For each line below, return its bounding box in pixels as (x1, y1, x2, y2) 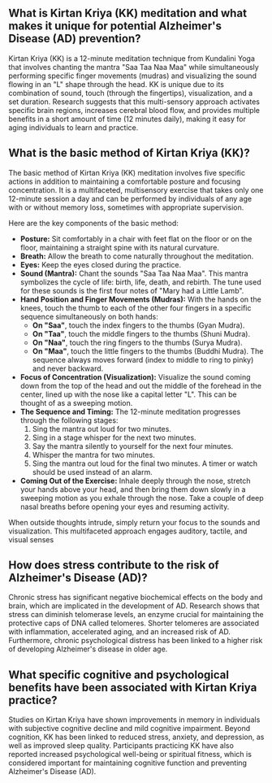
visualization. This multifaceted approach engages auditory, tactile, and (8, 526, 248, 536)
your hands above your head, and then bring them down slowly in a (19, 484, 246, 494)
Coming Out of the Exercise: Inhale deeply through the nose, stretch (19, 476, 251, 485)
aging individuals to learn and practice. (8, 122, 139, 133)
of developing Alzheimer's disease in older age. (8, 644, 168, 654)
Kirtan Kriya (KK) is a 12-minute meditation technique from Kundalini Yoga (8, 53, 256, 63)
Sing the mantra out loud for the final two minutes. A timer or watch (32, 459, 258, 468)
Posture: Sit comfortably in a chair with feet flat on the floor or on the (19, 233, 253, 243)
